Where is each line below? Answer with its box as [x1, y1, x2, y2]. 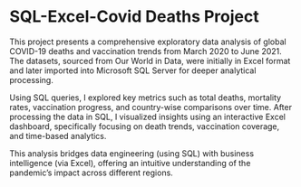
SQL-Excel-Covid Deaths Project [9, 6, 260, 27]
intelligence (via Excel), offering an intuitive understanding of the [9, 157, 251, 168]
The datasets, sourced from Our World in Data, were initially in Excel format [9, 55, 291, 66]
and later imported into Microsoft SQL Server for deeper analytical [9, 65, 257, 76]
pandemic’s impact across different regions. [9, 167, 174, 178]
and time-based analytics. [9, 130, 107, 141]
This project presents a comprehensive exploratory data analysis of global [9, 36, 287, 47]
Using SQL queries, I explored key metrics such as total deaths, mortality [9, 92, 282, 103]
